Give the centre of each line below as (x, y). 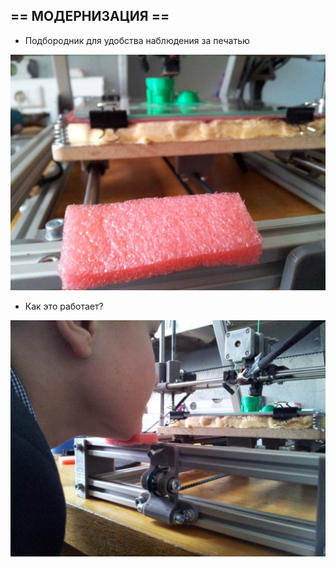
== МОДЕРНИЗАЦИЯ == (90, 16)
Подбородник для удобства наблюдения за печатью (137, 40)
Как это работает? (64, 306)
